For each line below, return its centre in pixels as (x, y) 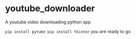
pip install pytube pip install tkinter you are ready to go (68, 31)
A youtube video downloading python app (48, 22)
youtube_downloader (50, 9)
